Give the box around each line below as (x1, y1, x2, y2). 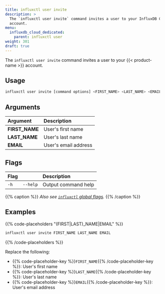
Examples (5, 208, 36, 216)
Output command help (42, 181, 94, 188)
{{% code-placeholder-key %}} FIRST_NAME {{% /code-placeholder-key (12, 258, 154, 264)
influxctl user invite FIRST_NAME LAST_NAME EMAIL (5, 230, 111, 235)
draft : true (5, 44, 29, 49)
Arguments (5, 103, 41, 111)
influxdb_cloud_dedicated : (9, 30, 65, 35)
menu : (5, 25, 16, 30)
